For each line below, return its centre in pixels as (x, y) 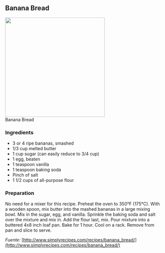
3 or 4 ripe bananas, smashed (43, 143)
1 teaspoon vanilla (31, 165)
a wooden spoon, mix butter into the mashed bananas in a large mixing (78, 209)
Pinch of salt (25, 175)
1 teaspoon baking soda (37, 170)
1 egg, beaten (26, 159)
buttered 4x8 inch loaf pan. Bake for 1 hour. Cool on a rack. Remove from (80, 225)
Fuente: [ (14, 240)
